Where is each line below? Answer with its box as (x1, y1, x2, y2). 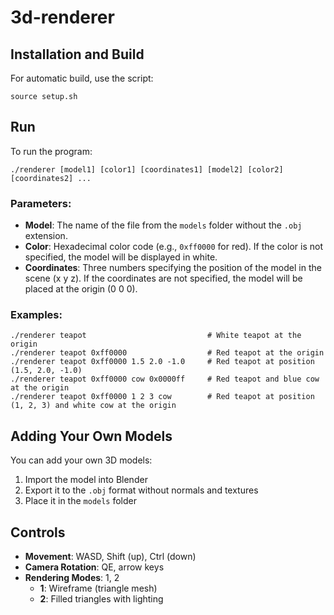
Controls (10, 524, 66, 541)
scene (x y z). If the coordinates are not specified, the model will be (24, 272, 303, 285)
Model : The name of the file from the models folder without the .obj (24, 219, 303, 231)
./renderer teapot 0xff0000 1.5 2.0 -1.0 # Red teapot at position (10, 357, 315, 367)
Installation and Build (10, 46, 145, 63)
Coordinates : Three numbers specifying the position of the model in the (24, 262, 322, 274)
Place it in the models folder (24, 495, 138, 507)
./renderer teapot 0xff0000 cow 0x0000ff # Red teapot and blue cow (10, 374, 320, 385)
